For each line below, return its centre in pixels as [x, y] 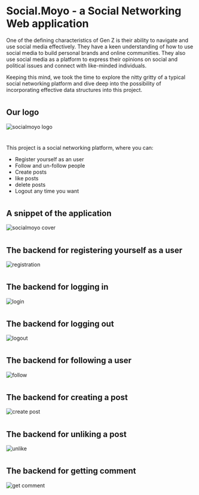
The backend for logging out [60, 324]
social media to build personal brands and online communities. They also [96, 53]
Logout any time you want [47, 191]
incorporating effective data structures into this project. [74, 90]
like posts [27, 178]
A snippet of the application [59, 213]
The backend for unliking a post [66, 434]
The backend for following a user [69, 360]
